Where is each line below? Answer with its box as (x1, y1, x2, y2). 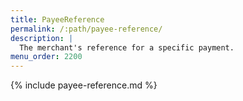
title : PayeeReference (10, 14, 105, 25)
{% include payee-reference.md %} (10, 79, 158, 91)
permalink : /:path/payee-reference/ (10, 24, 163, 34)
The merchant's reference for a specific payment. (19, 42, 235, 53)
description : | (10, 33, 74, 43)
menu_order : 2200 (10, 52, 83, 62)
